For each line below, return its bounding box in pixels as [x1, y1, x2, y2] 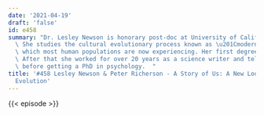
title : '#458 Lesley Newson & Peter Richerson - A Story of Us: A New [8, 70, 244, 78]
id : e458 [8, 26, 37, 34]
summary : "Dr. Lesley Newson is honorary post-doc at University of [8, 33, 237, 42]
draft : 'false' [8, 19, 58, 27]
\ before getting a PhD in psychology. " [15, 63, 156, 71]
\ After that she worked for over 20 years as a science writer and [15, 56, 244, 63]
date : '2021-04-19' [8, 11, 72, 20]
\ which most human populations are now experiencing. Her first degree [15, 48, 258, 56]
